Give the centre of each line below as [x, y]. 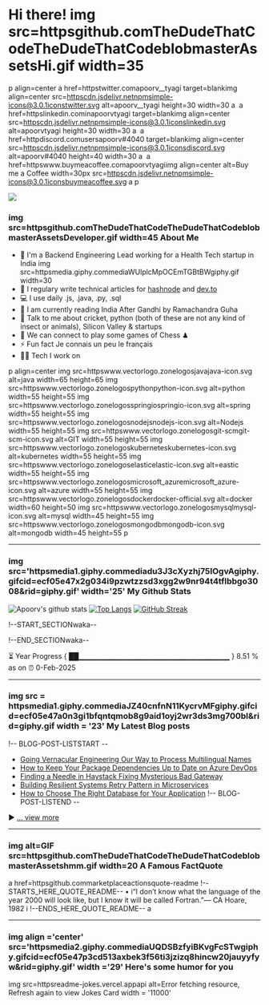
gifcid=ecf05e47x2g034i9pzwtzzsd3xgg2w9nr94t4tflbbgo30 [133, 581]
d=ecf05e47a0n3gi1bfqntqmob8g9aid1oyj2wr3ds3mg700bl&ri [134, 716]
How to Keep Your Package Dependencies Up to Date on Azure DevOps [139, 768]
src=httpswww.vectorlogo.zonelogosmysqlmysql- [174, 507]
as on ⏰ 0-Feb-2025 [42, 668]
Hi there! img [52, 15]
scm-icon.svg [31, 439]
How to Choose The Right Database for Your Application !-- [118, 793]
